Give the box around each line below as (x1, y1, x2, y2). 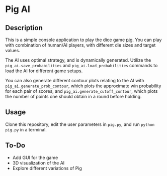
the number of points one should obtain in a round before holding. (5, 94, 142, 99)
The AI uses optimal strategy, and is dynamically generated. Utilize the (5, 57, 151, 63)
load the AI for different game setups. (5, 68, 83, 74)
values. (5, 48, 20, 53)
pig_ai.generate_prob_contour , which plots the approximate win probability (5, 83, 161, 89)
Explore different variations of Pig (12, 165, 82, 171)
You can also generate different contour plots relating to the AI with (5, 78, 144, 83)
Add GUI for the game (12, 154, 58, 160)
